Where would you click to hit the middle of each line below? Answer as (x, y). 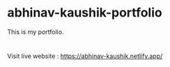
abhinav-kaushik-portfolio (85, 13)
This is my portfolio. (36, 32)
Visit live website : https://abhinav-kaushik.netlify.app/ (85, 56)
